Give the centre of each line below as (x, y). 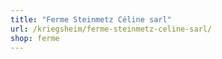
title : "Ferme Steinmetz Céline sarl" (91, 19)
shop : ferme (35, 38)
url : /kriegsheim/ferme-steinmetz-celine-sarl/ (111, 29)
